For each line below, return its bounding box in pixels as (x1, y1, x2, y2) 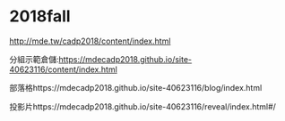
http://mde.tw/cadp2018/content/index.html (9, 36, 171, 46)
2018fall (9, 6, 71, 27)
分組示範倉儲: (9, 53, 60, 64)
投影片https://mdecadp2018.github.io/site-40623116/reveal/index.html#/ (9, 101, 276, 112)
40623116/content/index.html (9, 64, 118, 75)
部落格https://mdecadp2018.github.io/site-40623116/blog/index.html (9, 82, 263, 93)
